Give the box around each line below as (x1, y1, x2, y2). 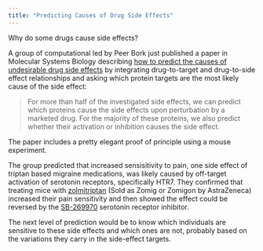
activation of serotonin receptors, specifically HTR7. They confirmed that (8, 177, 243, 187)
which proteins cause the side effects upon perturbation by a (27, 105, 225, 115)
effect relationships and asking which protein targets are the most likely (8, 73, 239, 82)
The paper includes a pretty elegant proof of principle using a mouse (8, 136, 232, 146)
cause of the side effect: (8, 82, 88, 91)
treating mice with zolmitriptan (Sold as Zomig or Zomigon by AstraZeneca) (8, 185, 252, 195)
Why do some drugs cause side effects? (8, 33, 139, 42)
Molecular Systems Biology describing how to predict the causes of (8, 56, 228, 66)
